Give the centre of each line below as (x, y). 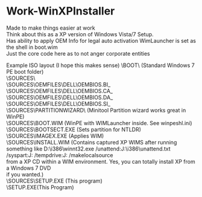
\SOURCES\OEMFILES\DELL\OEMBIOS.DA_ (60, 97)
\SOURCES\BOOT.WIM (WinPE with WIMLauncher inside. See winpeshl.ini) (99, 123)
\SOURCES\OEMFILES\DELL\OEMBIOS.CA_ (60, 91)
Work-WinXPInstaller (61, 11)
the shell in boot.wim (32, 47)
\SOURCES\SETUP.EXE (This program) (54, 181)
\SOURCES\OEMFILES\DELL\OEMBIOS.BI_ (58, 84)
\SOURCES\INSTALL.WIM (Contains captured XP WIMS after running (92, 142)
